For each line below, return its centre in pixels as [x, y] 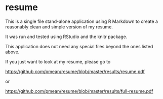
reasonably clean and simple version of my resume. [59, 26]
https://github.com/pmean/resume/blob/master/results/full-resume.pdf [79, 91]
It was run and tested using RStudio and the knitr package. [66, 37]
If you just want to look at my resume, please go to [58, 61]
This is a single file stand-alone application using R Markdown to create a [82, 21]
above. [12, 52]
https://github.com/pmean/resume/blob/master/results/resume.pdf [75, 71]
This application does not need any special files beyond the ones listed [79, 46]
